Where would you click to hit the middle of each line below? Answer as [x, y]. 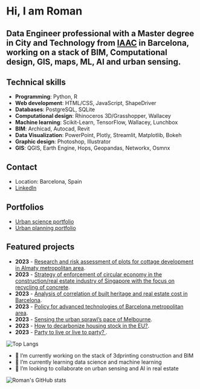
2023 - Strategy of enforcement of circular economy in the [88, 274]
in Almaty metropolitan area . [50, 268]
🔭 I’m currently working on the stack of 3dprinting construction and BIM [104, 355]
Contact [22, 167]
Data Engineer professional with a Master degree [100, 34]
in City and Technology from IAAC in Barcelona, [98, 43]
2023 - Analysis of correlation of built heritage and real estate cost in [101, 294]
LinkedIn [26, 188]
